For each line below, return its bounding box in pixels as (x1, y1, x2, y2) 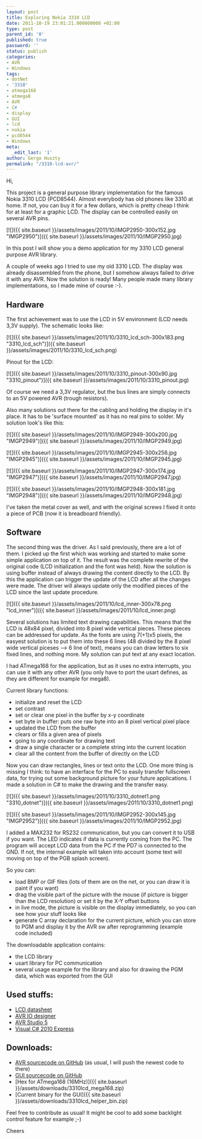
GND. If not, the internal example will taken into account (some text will (6, 848, 182, 855)
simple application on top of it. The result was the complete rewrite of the (6, 556, 189, 563)
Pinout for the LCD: (6, 358, 54, 366)
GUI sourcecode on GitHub (14, 1071, 83, 1079)
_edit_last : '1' (11, 149, 52, 155)
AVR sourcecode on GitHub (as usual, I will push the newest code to (14, 1059, 185, 1066)
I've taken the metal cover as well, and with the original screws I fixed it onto (6, 503, 196, 511)
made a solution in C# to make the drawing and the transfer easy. (6, 781, 169, 788)
